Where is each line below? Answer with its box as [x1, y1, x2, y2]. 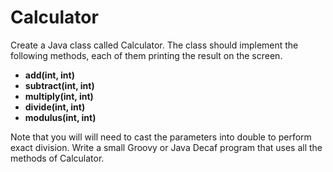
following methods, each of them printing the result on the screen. [10, 49, 283, 61]
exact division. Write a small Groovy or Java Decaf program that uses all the [10, 141, 323, 153]
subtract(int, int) [24, 79, 95, 91]
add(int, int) [24, 69, 75, 81]
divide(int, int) [24, 101, 86, 113]
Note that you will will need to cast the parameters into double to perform [10, 131, 312, 143]
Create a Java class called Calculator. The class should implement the [10, 39, 299, 51]
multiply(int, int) [24, 90, 94, 102]
